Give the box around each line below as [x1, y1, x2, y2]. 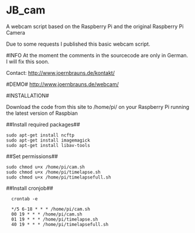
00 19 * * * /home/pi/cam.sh [11, 211, 83, 217]
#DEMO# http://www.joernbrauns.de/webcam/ [6, 80, 119, 88]
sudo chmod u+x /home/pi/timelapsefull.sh [6, 174, 111, 180]
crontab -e [11, 196, 38, 202]
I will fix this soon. [6, 58, 50, 65]
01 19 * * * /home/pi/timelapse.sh [11, 216, 98, 222]
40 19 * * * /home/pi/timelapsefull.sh [11, 221, 109, 227]
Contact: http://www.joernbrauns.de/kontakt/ [6, 69, 115, 76]
